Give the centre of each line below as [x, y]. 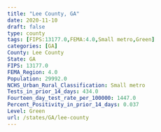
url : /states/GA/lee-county [48, 117]
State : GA [22, 59]
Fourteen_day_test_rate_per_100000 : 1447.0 [72, 98]
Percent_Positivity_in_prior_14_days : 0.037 [73, 105]
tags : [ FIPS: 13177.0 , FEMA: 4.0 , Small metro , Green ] [81, 40]
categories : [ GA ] [33, 46]
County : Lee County [36, 53]
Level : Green [26, 111]
